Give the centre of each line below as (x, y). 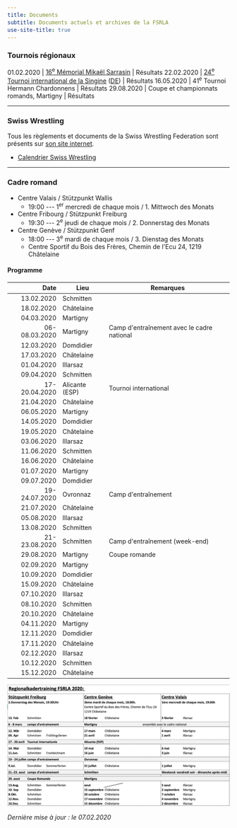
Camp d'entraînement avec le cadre (161, 328)
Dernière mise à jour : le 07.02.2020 (59, 817)
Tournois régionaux (42, 55)
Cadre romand (32, 183)
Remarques (168, 288)
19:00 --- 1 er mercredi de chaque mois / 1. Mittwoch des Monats (121, 206)
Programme (25, 270)
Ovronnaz (77, 494)
